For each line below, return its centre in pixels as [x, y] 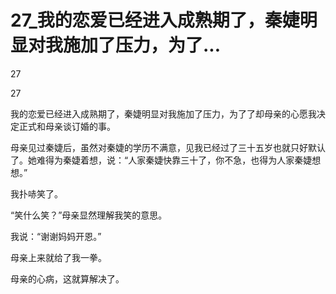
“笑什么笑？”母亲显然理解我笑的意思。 [89, 215]
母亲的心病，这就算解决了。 [67, 278]
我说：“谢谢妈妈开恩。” [56, 236]
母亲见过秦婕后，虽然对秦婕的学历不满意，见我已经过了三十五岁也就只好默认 [168, 147]
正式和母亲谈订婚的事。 [67, 126]
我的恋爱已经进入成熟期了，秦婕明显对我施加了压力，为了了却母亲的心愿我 [163, 113]
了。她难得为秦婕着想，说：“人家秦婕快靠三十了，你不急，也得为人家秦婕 [161, 160]
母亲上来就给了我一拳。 [58, 257]
